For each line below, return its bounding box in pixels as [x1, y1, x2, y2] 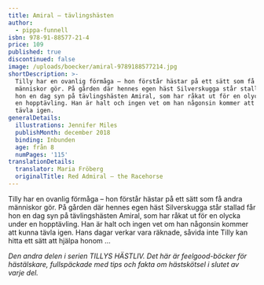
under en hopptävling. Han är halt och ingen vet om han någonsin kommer [8, 219, 249, 228]
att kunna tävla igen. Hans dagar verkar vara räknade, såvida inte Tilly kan [8, 228, 248, 237]
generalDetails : [8, 114, 61, 122]
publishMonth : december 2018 [15, 128, 111, 136]
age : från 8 [15, 143, 55, 151]
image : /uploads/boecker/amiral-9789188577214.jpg [8, 63, 178, 71]
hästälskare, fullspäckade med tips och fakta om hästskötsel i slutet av [8, 259, 240, 268]
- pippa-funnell [15, 26, 68, 34]
